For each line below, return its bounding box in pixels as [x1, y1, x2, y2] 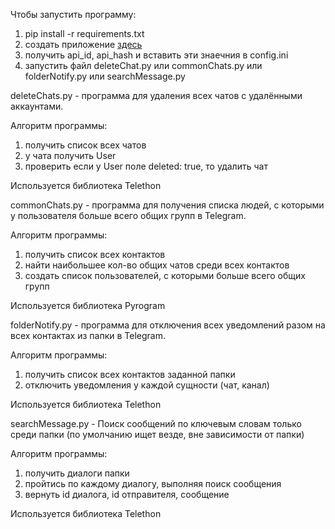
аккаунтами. [10, 100, 64, 112]
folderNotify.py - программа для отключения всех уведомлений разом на [10, 319, 326, 331]
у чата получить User [24, 150, 117, 161]
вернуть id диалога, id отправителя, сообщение [24, 489, 230, 500]
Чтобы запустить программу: [10, 9, 137, 20]
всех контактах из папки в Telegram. [10, 330, 166, 341]
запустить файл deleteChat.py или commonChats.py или [24, 60, 263, 71]
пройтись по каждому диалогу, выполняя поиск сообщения [24, 478, 282, 489]
